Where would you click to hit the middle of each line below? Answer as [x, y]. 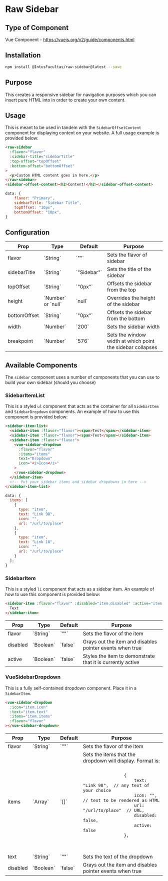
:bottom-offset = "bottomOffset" [42, 166]
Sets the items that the [109, 754]
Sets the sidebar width [133, 327]
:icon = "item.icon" [29, 707]
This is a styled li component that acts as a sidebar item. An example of [80, 589]
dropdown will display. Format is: [121, 761]
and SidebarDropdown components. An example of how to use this [72, 411]
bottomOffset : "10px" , [38, 212]
